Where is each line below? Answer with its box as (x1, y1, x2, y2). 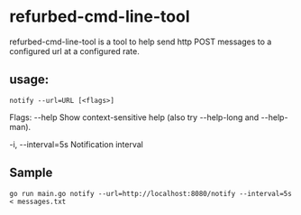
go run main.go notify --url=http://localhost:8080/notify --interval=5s (9, 189, 293, 198)
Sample (9, 165, 53, 181)
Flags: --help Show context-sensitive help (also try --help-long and (9, 111, 260, 123)
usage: (9, 72, 50, 88)
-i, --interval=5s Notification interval (9, 138, 144, 150)
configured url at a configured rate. (9, 45, 140, 56)
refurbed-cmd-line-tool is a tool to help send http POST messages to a (9, 36, 272, 47)
